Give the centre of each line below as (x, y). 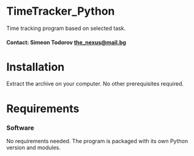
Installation (35, 67)
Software (21, 128)
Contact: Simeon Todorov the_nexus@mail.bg (66, 42)
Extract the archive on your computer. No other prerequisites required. (95, 84)
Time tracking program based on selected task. (66, 28)
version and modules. (34, 147)
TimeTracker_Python (61, 11)
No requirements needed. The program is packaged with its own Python (97, 141)
